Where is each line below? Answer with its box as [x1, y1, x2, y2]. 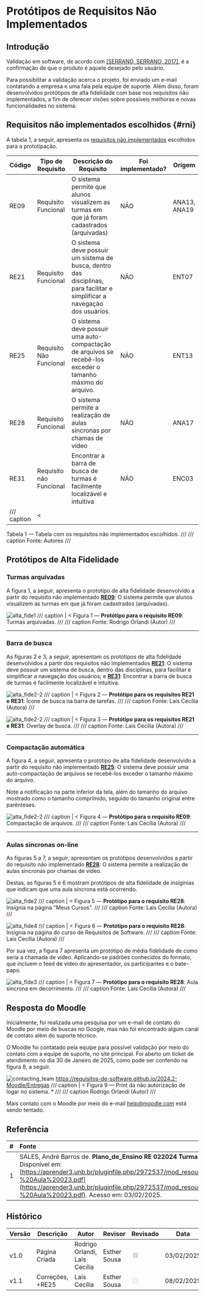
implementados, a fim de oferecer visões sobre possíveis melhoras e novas [6, 96, 196, 103]
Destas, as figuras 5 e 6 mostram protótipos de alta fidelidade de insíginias [6, 879, 195, 886]
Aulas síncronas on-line [6, 841, 79, 849]
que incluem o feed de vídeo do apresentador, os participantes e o [6, 960, 174, 968]
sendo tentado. [6, 1106, 45, 1114]
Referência [6, 1124, 49, 1134]
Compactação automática [6, 743, 85, 751]
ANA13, [173, 197, 196, 206]
